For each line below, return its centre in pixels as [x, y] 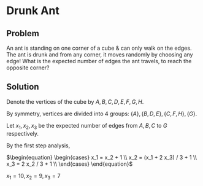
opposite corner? [28, 68]
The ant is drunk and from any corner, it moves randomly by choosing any [100, 55]
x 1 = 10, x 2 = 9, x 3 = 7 [34, 176]
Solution [23, 87]
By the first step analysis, [38, 145]
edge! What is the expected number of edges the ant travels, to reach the [99, 61]
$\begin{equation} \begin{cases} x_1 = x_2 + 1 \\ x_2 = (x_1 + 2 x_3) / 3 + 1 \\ [102, 157]
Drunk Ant [33, 11]
